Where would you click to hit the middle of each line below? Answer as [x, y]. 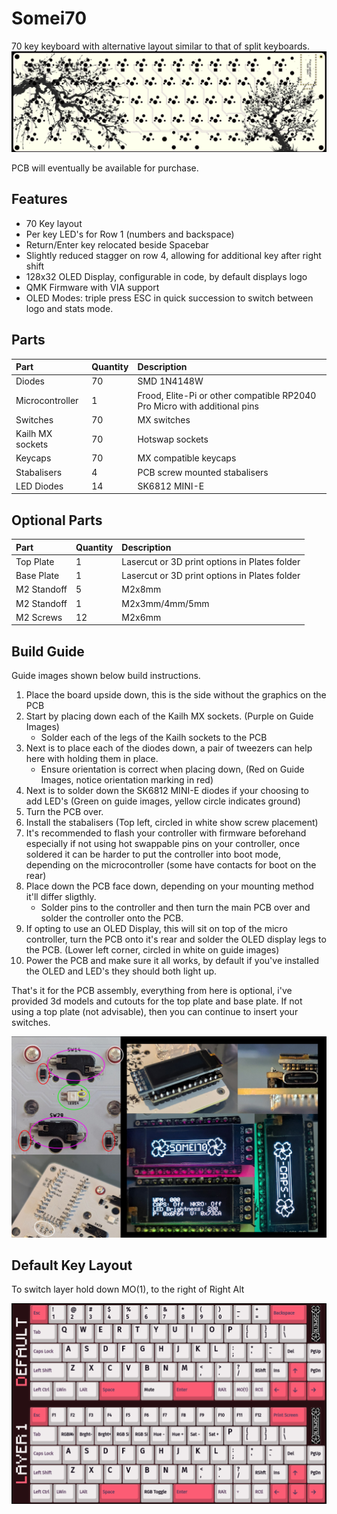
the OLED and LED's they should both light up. [121, 971]
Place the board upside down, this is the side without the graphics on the [176, 695]
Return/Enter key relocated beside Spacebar [117, 244]
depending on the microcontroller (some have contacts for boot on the [171, 865]
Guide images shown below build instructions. [106, 676]
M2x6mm [141, 617]
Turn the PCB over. [64, 812]
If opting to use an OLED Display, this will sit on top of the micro [156, 929]
